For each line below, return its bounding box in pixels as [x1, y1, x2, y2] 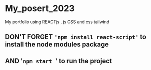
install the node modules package [5, 41, 109, 49]
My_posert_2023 [5, 3, 75, 14]
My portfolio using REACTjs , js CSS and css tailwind [5, 19, 110, 25]
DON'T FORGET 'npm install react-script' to [5, 33, 146, 41]
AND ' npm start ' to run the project [5, 56, 112, 65]
